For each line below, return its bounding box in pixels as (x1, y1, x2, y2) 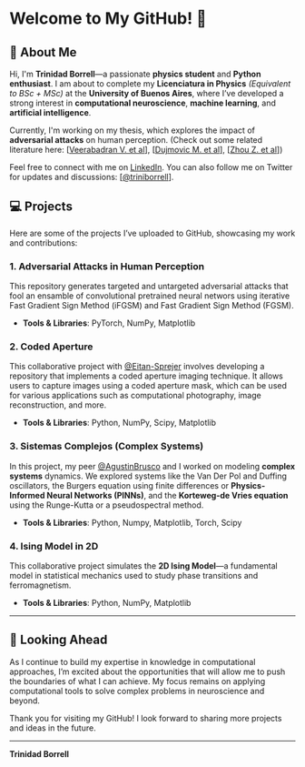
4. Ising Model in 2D (9, 540, 99, 552)
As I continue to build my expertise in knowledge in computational (9, 656, 256, 667)
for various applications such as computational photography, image (9, 390, 261, 401)
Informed (9, 489, 45, 500)
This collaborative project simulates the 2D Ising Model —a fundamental (9, 560, 279, 571)
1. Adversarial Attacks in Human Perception (9, 259, 205, 272)
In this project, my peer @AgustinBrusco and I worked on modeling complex (9, 460, 296, 471)
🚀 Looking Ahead (9, 632, 108, 648)
